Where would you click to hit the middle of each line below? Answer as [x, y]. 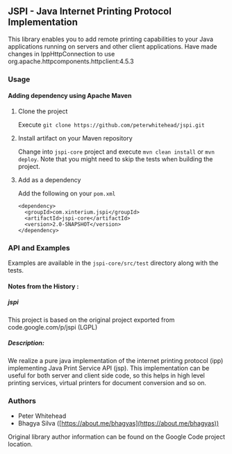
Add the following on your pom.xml [67, 193]
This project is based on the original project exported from [91, 320]
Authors [22, 400]
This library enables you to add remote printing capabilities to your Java [111, 39]
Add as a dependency [49, 179]
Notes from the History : [43, 286]
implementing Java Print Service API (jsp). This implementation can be [109, 368]
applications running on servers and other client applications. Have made [113, 46]
